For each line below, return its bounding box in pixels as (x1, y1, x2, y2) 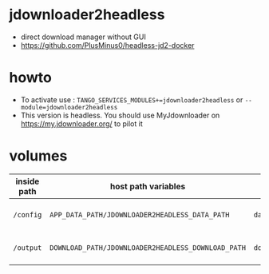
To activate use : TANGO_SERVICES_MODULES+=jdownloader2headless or (20, 94, 243, 105)
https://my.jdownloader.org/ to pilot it (20, 118, 143, 129)
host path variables (109, 181, 186, 192)
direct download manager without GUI (20, 32, 146, 42)
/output (13, 243, 42, 252)
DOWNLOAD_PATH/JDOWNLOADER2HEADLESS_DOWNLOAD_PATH (49, 243, 247, 252)
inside (15, 176, 40, 187)
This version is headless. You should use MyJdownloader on (20, 110, 220, 120)
